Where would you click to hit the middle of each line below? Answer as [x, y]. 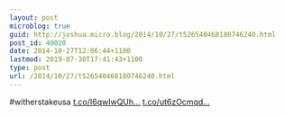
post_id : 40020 [38, 43]
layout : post [34, 18]
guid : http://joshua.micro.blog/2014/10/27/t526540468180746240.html [143, 34]
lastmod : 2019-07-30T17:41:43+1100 [76, 59]
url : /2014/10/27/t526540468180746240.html [92, 76]
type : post [30, 68]
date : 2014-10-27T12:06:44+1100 [70, 51]
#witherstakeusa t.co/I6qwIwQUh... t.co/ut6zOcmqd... [110, 102]
